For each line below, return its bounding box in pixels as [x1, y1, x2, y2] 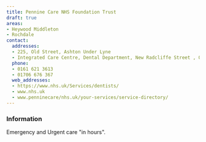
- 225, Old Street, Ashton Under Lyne [12, 49, 112, 55]
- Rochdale [6, 32, 34, 38]
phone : [12, 60, 29, 66]
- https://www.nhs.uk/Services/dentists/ [12, 83, 120, 89]
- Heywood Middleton [6, 26, 59, 32]
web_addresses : [12, 77, 51, 83]
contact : [6, 37, 29, 43]
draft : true [6, 15, 37, 21]
